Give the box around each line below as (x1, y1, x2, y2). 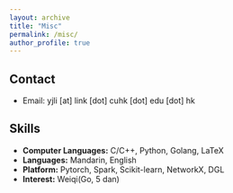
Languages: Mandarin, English (22, 154, 137, 165)
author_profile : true (9, 38, 91, 48)
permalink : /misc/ (9, 30, 78, 39)
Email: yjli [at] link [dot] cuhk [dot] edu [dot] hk (22, 95, 196, 106)
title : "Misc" (9, 22, 63, 31)
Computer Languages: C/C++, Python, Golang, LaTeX (22, 145, 225, 155)
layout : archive (9, 13, 70, 22)
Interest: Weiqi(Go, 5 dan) (22, 173, 120, 184)
